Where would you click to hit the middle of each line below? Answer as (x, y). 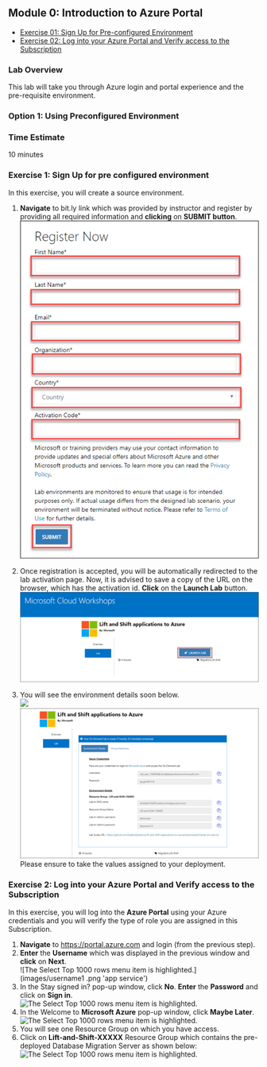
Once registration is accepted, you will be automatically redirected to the (139, 570)
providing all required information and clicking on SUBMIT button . (128, 216)
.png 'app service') (117, 978)
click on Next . (43, 961)
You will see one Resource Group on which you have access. (120, 1029)
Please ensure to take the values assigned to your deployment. (123, 864)
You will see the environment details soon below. (99, 694)
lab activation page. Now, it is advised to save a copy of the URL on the (136, 579)
